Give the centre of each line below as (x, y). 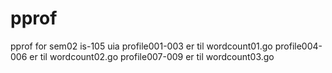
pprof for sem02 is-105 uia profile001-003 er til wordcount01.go (141, 46)
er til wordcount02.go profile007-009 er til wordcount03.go (152, 56)
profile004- (298, 46)
